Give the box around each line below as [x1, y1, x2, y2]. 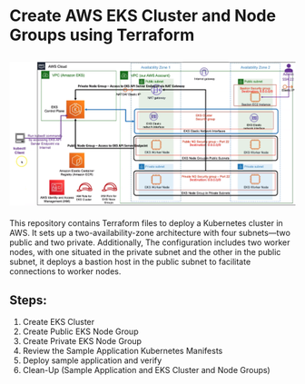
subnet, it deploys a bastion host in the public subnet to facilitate [9, 256, 251, 268]
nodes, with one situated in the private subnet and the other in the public [9, 247, 281, 258]
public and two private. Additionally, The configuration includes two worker [9, 237, 290, 248]
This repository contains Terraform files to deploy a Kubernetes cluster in [9, 218, 283, 229]
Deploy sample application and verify [22, 355, 162, 366]
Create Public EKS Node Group [22, 326, 139, 337]
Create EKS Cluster [22, 317, 95, 328]
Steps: [9, 292, 47, 308]
